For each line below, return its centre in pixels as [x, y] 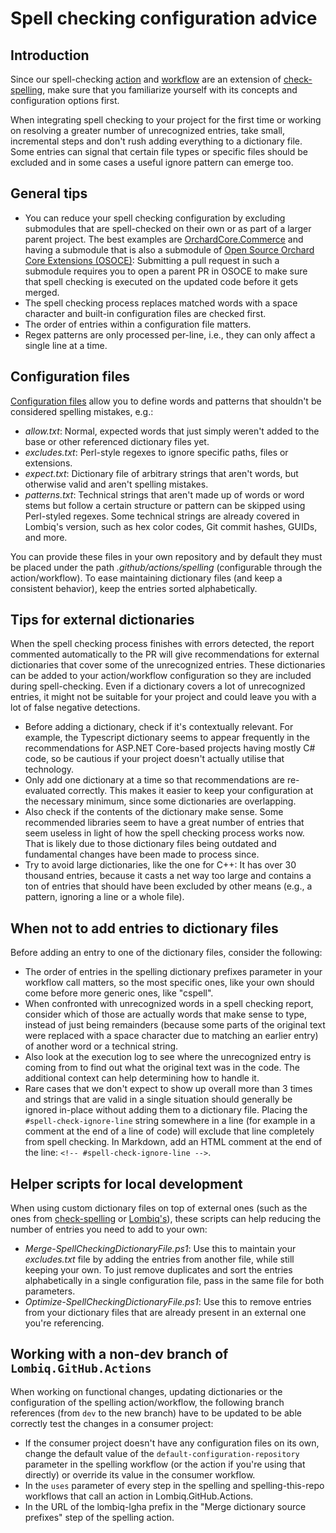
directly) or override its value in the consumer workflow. [140, 1474]
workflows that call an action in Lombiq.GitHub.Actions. [139, 1496]
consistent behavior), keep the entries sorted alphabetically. [134, 588]
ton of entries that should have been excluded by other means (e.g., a [168, 886]
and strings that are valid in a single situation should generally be [158, 1099]
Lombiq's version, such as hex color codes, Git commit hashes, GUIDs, [171, 526]
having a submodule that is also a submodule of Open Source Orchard [169, 249]
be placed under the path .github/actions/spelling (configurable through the [166, 567]
